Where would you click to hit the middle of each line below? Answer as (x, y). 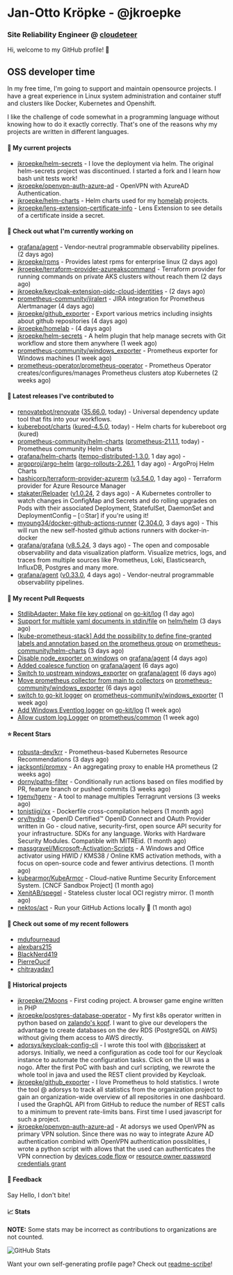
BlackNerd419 (37, 954)
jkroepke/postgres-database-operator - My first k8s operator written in (119, 1015)
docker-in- (194, 530)
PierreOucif (34, 962)
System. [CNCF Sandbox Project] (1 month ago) (86, 886)
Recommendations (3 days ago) (63, 759)
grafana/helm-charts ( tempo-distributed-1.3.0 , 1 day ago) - (101, 456)
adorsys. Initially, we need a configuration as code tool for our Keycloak (120, 1052)
